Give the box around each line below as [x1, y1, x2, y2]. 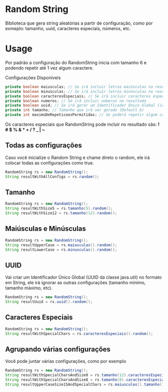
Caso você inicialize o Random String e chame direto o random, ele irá [5, 154, 150, 160]
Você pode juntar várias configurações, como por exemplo [5, 358, 126, 364]
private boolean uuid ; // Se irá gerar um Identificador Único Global [5, 103, 155, 108]
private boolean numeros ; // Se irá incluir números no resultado [5, 98, 146, 103]
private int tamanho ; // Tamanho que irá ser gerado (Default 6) [5, 108, 144, 113]
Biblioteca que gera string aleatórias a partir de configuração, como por [5, 20, 153, 26]
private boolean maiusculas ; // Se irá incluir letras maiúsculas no [5, 84, 153, 89]
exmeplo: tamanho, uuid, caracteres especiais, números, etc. [5, 25, 131, 31]
